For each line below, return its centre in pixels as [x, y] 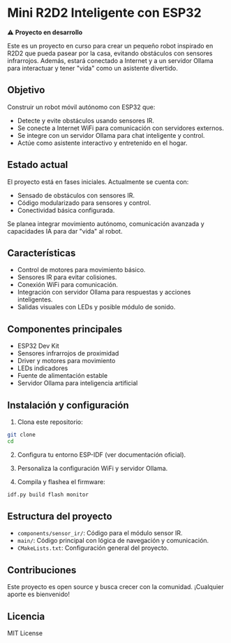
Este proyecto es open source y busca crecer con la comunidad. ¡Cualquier [116, 587]
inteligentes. [35, 299]
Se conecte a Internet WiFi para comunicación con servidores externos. [121, 128]
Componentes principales [65, 329]
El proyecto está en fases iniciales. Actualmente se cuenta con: [98, 182]
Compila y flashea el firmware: [61, 481]
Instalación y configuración [68, 405]
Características [42, 253]
